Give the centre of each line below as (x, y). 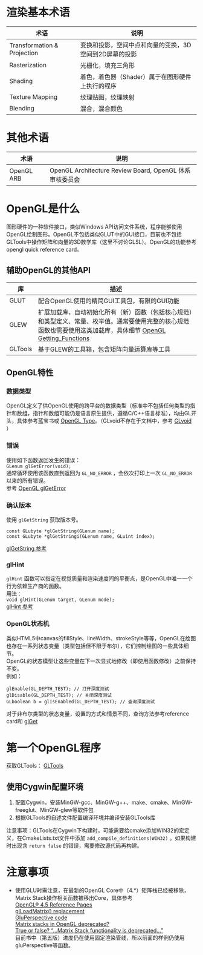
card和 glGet (22, 721)
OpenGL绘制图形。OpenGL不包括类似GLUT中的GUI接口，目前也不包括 (94, 234)
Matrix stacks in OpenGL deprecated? (62, 924)
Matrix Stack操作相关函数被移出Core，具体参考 (74, 898)
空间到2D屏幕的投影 (108, 54)
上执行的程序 (98, 85)
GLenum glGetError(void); (39, 466)
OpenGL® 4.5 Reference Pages (53, 905)
